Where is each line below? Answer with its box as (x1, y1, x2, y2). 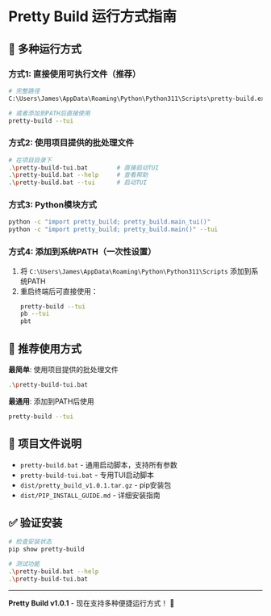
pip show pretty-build (8, 546, 85, 554)
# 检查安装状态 (8, 538, 52, 546)
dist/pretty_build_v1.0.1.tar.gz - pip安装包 (19, 480, 172, 489)
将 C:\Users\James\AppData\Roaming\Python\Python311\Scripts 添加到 (19, 266, 252, 275)
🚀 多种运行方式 (8, 42, 82, 56)
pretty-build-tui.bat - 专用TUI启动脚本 (19, 470, 155, 480)
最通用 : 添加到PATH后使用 (8, 396, 94, 406)
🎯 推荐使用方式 (8, 342, 82, 355)
